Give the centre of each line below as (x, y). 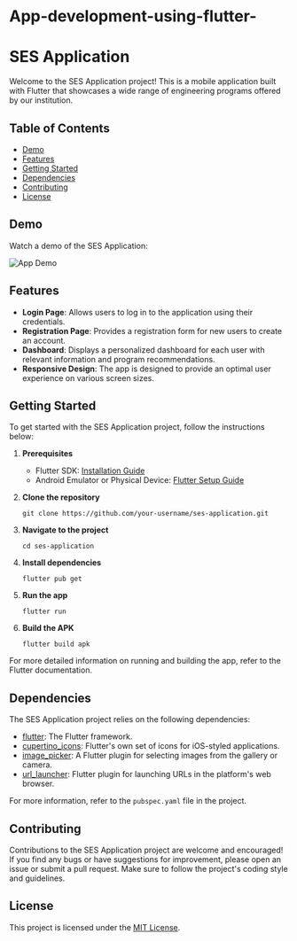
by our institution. (41, 100)
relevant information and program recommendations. (118, 359)
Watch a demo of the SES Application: (78, 245)
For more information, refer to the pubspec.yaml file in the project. (128, 801)
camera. (37, 765)
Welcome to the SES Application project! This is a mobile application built (143, 82)
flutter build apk (56, 644)
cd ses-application (58, 547)
